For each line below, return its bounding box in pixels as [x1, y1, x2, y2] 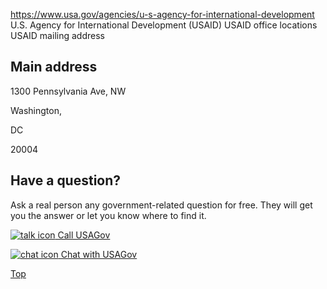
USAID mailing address [10, 30, 105, 41]
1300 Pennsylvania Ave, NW [10, 85, 127, 97]
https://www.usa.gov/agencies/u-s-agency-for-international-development [10, 9, 315, 20]
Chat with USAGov [60, 248, 138, 260]
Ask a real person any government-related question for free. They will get [10, 199, 313, 211]
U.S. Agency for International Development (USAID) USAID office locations [10, 19, 318, 31]
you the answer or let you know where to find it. [10, 209, 207, 221]
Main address [10, 59, 98, 76]
